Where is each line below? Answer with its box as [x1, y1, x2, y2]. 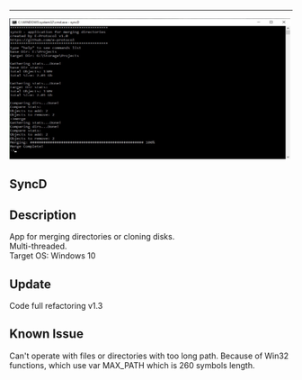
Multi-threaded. [9, 240, 67, 252]
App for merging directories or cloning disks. [9, 231, 175, 242]
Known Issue [9, 326, 84, 342]
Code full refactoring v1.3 [9, 301, 103, 312]
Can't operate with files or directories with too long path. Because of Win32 [9, 350, 289, 361]
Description [9, 207, 76, 222]
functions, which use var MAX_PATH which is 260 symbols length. [9, 359, 255, 370]
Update [9, 276, 52, 292]
